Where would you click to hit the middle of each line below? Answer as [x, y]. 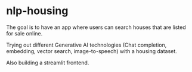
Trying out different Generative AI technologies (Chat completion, [86, 45]
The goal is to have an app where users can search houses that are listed [96, 27]
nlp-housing [37, 11]
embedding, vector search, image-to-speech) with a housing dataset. [92, 51]
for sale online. [24, 33]
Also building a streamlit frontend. [48, 63]
